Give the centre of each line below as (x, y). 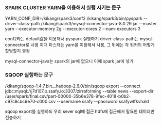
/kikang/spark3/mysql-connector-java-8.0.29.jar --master (99, 24)
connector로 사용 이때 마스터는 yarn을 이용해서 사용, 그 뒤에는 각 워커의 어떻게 (80, 45)
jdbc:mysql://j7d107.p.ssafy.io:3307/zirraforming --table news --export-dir (80, 91)
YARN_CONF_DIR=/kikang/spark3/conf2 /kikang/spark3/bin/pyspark (74, 18)
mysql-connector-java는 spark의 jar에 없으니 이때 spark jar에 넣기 (69, 61)
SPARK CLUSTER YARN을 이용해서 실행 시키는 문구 (63, 7)
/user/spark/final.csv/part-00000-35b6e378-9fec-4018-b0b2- (68, 96)
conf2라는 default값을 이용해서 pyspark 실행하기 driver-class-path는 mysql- (80, 39)
